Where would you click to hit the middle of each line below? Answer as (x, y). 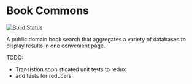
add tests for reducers (43, 75)
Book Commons (48, 11)
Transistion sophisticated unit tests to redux (71, 69)
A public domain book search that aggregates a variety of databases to (96, 39)
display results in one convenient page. (56, 46)
